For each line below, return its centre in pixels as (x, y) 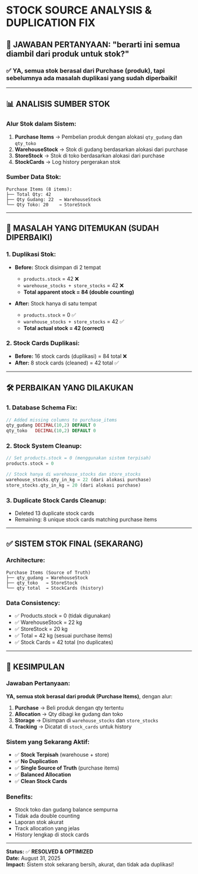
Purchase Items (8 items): (39, 189)
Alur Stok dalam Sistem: (41, 124)
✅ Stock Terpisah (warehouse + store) (62, 755)
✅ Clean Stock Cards (41, 781)
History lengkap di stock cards (52, 834)
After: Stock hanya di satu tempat (56, 303)
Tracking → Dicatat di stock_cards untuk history (73, 727)
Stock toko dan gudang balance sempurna (66, 810)
